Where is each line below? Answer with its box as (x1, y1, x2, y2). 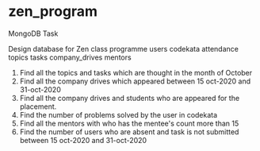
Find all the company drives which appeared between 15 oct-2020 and (19, 76, 251, 86)
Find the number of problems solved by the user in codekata (19, 110, 218, 119)
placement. (19, 102, 57, 111)
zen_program (8, 2, 97, 21)
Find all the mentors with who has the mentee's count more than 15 (19, 118, 239, 128)
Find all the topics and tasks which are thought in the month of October (19, 68, 253, 77)
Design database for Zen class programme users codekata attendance (8, 44, 239, 53)
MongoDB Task (8, 29, 59, 38)
